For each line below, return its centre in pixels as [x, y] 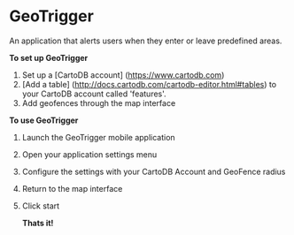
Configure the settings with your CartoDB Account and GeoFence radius [154, 171]
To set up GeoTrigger [49, 57]
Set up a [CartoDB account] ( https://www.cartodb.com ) [123, 75]
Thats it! [38, 223]
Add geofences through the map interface [99, 102]
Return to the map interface [72, 188]
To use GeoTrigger [44, 120]
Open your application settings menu [89, 154]
